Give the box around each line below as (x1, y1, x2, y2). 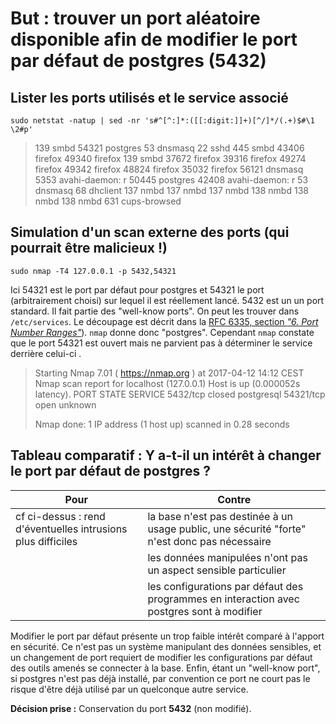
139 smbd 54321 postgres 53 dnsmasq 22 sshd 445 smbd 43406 (34, 142, 305, 154)
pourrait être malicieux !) (10, 240, 168, 257)
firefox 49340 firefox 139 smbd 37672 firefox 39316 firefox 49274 (34, 153, 307, 164)
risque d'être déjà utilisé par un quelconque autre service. (10, 683, 249, 695)
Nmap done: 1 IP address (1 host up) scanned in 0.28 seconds (34, 418, 290, 430)
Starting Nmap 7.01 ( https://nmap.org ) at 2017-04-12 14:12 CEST (34, 367, 305, 379)
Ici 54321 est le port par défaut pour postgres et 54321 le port (10, 283, 265, 296)
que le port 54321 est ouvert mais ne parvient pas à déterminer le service (10, 337, 313, 349)
